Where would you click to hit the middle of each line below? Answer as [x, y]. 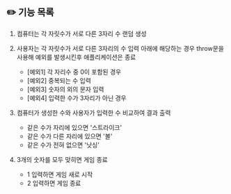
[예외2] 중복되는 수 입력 [59, 80]
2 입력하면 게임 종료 [54, 183]
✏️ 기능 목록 [30, 13]
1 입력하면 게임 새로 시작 [60, 174]
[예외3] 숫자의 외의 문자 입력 [65, 89]
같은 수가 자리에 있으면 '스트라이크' [74, 127]
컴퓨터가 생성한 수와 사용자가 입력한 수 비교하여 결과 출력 [94, 113]
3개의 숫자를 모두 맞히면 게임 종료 [62, 159]
